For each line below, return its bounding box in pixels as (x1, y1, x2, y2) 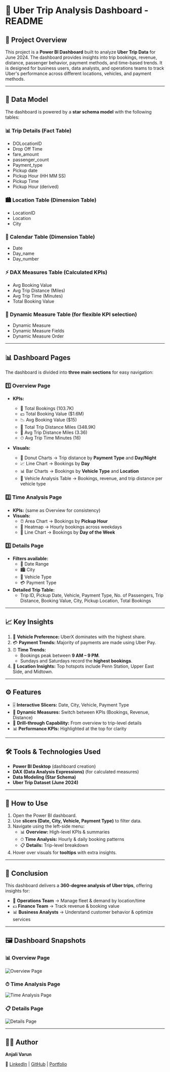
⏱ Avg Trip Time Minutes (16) (20, 435, 81, 441)
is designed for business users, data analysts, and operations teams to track (5, 65, 164, 71)
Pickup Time (12, 178, 39, 184)
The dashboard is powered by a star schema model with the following (5, 108, 152, 115)
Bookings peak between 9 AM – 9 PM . (20, 652, 100, 658)
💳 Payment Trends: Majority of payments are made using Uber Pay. (12, 639, 156, 645)
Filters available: (12, 556, 49, 562)
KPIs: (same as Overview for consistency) (12, 507, 101, 513)
